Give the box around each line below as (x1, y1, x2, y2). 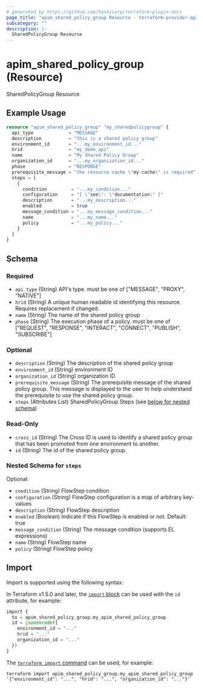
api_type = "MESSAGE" (11, 130, 98, 136)
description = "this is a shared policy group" (11, 135, 158, 141)
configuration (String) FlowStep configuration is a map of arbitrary (14, 493, 182, 501)
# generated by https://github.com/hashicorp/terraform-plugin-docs (6, 8, 182, 15)
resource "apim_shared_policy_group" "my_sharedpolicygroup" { (6, 124, 169, 130)
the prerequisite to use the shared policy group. (14, 392, 134, 399)
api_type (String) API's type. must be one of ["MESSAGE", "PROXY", (14, 286, 185, 293)
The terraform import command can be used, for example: (6, 659, 153, 666)
